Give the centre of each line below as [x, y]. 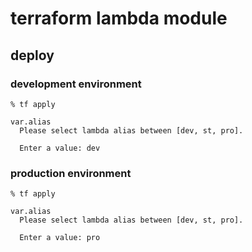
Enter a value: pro [60, 238]
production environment [71, 173]
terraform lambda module [119, 18]
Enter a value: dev [60, 148]
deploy [32, 55]
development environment [76, 84]
